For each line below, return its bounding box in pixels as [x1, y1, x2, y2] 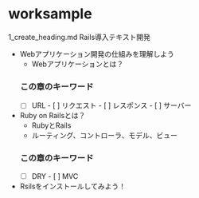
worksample [8, 5, 93, 23]
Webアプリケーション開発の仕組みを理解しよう [19, 49, 175, 58]
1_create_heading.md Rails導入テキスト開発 [8, 32, 151, 42]
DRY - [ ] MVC [31, 171, 79, 180]
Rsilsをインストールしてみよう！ [19, 181, 126, 191]
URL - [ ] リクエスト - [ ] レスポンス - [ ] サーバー [31, 101, 192, 110]
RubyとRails [31, 121, 72, 130]
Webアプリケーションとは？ [31, 59, 124, 69]
